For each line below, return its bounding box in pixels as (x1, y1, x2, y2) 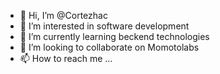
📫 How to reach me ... (19, 53, 113, 64)
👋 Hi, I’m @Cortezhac (19, 10, 108, 21)
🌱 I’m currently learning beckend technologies (19, 31, 210, 42)
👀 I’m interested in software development (19, 20, 190, 32)
